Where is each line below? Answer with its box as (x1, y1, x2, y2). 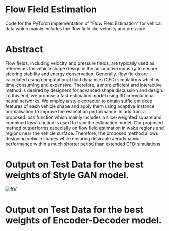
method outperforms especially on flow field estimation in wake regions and (5, 125, 164, 131)
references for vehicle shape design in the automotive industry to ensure (5, 65, 157, 71)
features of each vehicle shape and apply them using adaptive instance (5, 103, 155, 109)
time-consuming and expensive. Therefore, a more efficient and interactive (5, 82, 162, 88)
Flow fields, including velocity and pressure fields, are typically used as (5, 60, 155, 66)
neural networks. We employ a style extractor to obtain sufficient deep (5, 98, 153, 104)
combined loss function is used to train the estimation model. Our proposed (5, 119, 163, 125)
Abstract (5, 44, 43, 55)
